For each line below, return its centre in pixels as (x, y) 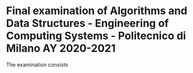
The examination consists (37, 64)
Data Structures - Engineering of (88, 23)
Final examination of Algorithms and (97, 11)
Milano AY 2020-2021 (61, 49)
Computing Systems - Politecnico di (96, 36)
